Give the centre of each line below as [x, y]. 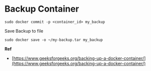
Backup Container [42, 9]
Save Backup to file [24, 31]
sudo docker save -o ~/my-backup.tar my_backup [54, 40]
